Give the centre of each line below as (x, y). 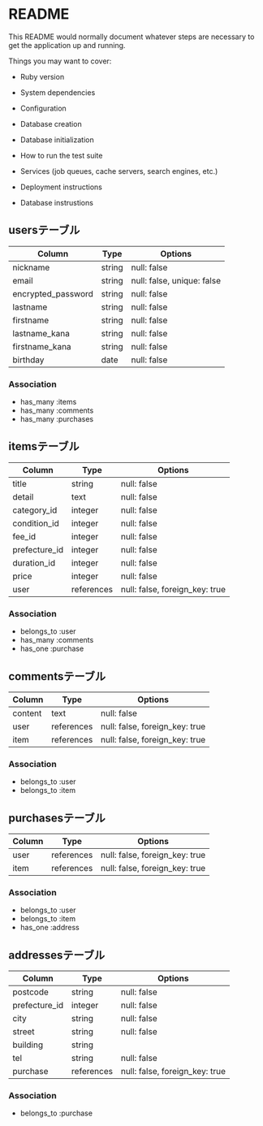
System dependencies (58, 92)
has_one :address (50, 928)
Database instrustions (56, 202)
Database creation (51, 123)
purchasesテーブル (57, 818)
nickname (31, 267)
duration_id (34, 563)
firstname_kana (42, 346)
